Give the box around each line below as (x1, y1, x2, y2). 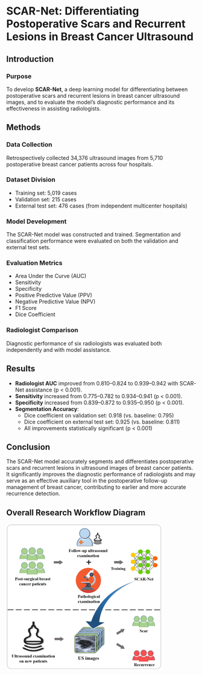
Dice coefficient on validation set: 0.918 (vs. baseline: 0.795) (24, 411, 174, 419)
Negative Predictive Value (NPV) (14, 298, 96, 305)
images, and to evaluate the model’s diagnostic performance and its (6, 98, 175, 106)
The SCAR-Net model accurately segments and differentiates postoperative (6, 458, 194, 465)
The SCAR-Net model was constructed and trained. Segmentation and (6, 231, 181, 238)
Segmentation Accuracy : (14, 405, 80, 413)
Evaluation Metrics (6, 259, 63, 267)
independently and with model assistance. (6, 346, 112, 353)
